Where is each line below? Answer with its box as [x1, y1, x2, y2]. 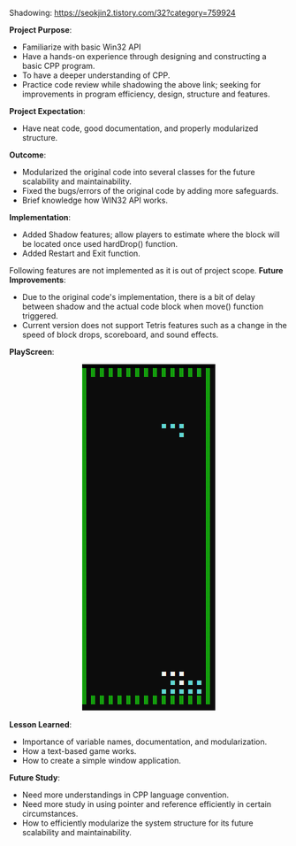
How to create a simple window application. [21, 756, 181, 765]
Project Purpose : [9, 25, 72, 35]
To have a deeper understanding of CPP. [21, 70, 171, 81]
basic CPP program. [21, 61, 95, 71]
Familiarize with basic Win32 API [21, 42, 141, 52]
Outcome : [9, 150, 47, 160]
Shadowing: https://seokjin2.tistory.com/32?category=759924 [9, 8, 236, 18]
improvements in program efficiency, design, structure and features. [21, 88, 270, 99]
